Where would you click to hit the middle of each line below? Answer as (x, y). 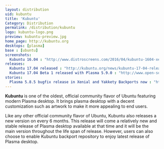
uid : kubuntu (18, 14)
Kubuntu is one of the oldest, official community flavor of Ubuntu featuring (81, 96)
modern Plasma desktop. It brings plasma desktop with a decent (70, 101)
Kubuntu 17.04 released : (36, 69)
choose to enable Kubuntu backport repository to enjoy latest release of (77, 136)
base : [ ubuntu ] (21, 50)
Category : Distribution (29, 23)
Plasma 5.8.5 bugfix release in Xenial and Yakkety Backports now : (81, 82)
